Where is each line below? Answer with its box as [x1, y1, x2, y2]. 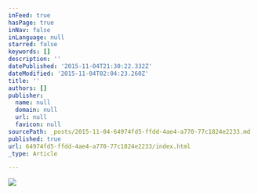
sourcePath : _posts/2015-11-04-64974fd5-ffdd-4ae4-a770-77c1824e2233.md [8, 128, 251, 135]
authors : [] [8, 84, 47, 92]
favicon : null [15, 120, 61, 128]
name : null [15, 99, 51, 106]
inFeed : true [8, 11, 51, 20]
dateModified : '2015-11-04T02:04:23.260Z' [8, 70, 149, 77]
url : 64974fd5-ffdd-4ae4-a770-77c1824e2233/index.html [8, 142, 191, 150]
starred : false [8, 41, 58, 48]
